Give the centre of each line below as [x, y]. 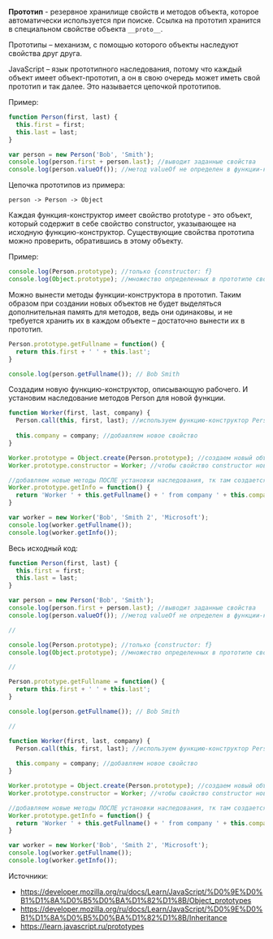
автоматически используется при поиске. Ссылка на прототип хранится [135, 20]
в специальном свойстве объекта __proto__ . [86, 29]
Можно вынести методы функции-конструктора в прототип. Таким [125, 294]
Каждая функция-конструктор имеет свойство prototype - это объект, [130, 215]
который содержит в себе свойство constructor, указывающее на [123, 224]
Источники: [28, 876]
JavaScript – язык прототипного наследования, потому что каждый [125, 69]
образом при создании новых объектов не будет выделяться [115, 303]
